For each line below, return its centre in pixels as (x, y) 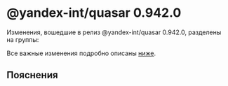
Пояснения (32, 75)
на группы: (23, 39)
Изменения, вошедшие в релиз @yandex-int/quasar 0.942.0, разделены (114, 32)
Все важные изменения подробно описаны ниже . (81, 53)
